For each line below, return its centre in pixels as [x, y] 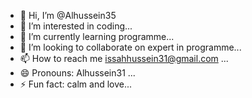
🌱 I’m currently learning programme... [97, 36]
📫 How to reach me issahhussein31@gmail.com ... [124, 58]
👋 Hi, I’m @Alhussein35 [68, 15]
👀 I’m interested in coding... [76, 26]
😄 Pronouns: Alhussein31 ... [77, 73]
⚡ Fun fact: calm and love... [76, 84]
